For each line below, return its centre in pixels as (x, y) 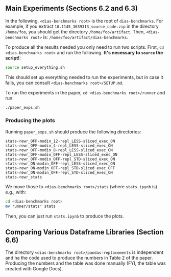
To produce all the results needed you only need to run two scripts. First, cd (85, 47)
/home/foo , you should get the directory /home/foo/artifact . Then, (75, 32)
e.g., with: (16, 192)
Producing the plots (30, 121)
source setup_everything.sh (35, 67)
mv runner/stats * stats (31, 206)
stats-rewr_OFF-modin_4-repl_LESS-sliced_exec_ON (59, 146)
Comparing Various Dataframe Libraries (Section (85, 232)
